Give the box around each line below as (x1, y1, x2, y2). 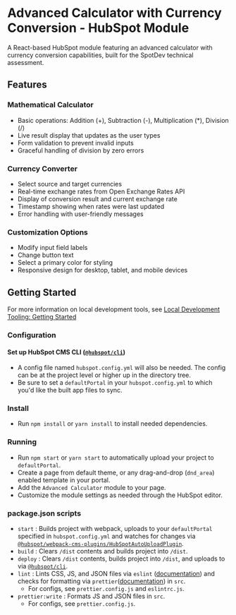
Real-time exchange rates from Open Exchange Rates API (17, 187, 185, 196)
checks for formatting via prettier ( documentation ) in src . (17, 577, 186, 585)
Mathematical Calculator (7, 100, 94, 110)
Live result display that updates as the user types (17, 131, 161, 139)
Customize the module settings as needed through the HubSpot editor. (17, 491, 223, 499)
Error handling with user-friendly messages (17, 210, 144, 218)
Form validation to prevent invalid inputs (17, 138, 134, 147)
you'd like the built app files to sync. (17, 386, 123, 395)
